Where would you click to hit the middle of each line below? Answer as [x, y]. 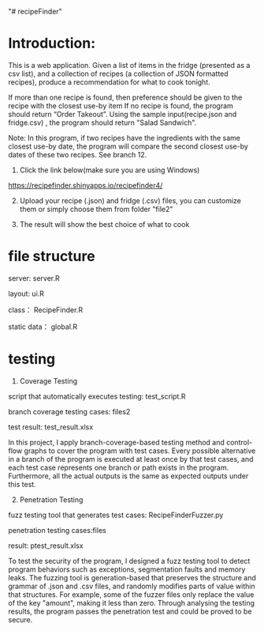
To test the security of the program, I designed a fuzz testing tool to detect [129, 561]
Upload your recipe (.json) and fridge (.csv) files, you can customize [130, 200]
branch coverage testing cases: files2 [69, 411]
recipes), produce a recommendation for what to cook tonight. [109, 81]
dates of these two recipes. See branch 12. [78, 154]
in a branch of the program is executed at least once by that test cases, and [131, 459]
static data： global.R [43, 327]
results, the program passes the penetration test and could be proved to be [130, 611]
